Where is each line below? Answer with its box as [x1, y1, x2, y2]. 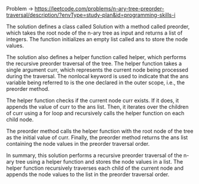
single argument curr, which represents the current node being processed [6, 66, 188, 73]
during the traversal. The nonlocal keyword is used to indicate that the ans [6, 73, 189, 79]
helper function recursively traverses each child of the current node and [6, 164, 184, 171]
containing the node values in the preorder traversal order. [6, 140, 150, 147]
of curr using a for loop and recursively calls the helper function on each [6, 110, 185, 116]
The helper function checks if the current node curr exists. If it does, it [6, 97, 179, 104]
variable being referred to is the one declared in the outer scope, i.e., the [6, 79, 185, 86]
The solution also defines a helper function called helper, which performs [6, 54, 186, 60]
